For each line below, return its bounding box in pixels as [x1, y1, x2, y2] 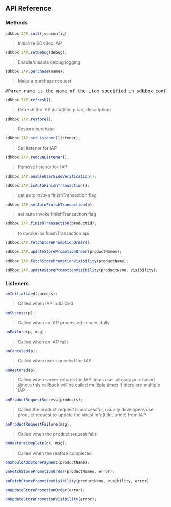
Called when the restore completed [17, 450, 92, 456]
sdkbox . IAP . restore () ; [5, 117, 53, 122]
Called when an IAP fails [17, 339, 69, 345]
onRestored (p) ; [5, 368, 38, 373]
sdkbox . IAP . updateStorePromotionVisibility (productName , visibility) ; [5, 267, 158, 273]
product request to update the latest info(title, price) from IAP [17, 412, 147, 418]
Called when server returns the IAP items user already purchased [17, 377, 155, 383]
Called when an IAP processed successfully [17, 319, 110, 325]
